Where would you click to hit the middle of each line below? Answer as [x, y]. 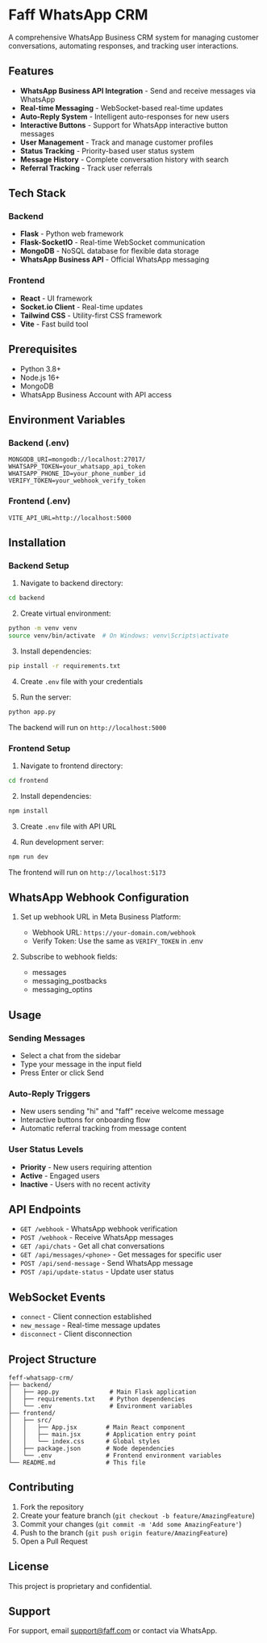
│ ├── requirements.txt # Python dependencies [97, 1399]
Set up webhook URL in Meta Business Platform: [100, 917]
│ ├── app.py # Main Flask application [102, 1392]
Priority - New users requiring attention [86, 1167]
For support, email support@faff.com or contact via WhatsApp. [113, 1631]
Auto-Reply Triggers [50, 1094]
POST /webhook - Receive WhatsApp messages [97, 1238]
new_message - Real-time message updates [90, 1326]
